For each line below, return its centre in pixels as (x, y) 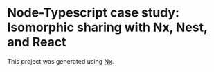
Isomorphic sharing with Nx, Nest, (107, 27)
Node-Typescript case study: (93, 13)
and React (37, 42)
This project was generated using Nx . (61, 61)
